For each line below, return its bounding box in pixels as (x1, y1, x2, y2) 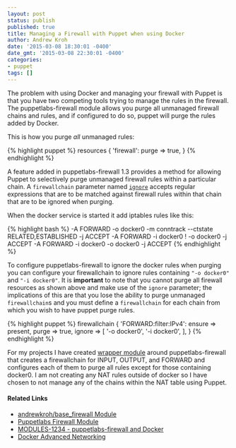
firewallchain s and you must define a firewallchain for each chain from (7, 298, 220, 307)
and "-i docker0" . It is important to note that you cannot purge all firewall (7, 276, 223, 284)
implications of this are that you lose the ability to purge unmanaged (7, 291, 206, 299)
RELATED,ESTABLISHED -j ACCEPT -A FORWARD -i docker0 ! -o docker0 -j (7, 232, 228, 241)
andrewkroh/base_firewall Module (17, 410, 117, 418)
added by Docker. (7, 119, 59, 127)
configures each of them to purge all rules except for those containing (7, 363, 211, 371)
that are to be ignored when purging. (7, 197, 114, 205)
